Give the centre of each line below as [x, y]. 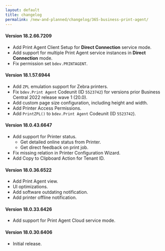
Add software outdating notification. [50, 192]
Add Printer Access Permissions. [47, 108]
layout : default [22, 10]
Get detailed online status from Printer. [61, 142]
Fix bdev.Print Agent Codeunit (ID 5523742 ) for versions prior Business [87, 92]
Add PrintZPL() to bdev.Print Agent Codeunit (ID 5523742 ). [74, 113]
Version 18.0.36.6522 [28, 170]
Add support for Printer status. [45, 136]
